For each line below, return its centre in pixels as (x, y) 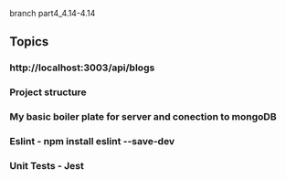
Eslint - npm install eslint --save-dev (92, 142)
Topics (29, 42)
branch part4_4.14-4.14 (53, 13)
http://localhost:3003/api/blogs (82, 68)
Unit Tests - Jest (47, 166)
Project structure (48, 92)
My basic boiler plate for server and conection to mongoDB (143, 117)
